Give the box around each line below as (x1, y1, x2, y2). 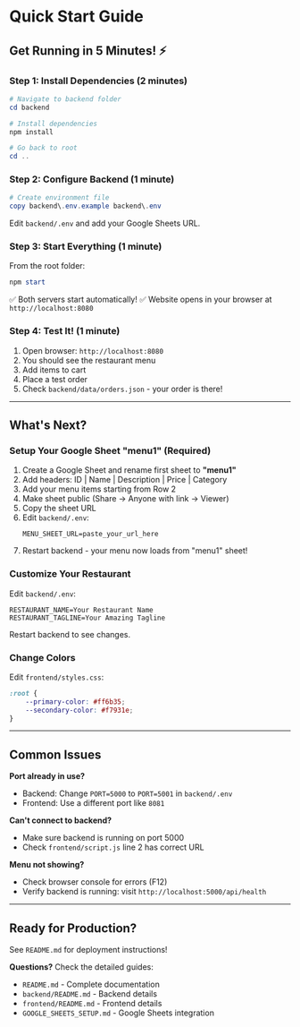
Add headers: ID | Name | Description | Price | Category (21, 475, 228, 485)
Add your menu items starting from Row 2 (21, 484, 177, 494)
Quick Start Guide (9, 6, 145, 27)
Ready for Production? (9, 920, 137, 936)
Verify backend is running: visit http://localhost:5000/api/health (21, 886, 267, 897)
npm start (9, 278, 46, 287)
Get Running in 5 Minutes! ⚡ (9, 43, 167, 58)
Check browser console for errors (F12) (21, 877, 168, 887)
